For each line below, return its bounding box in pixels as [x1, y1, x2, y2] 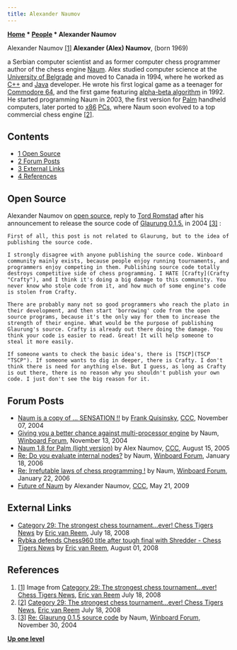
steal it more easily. [7, 338, 74, 346]
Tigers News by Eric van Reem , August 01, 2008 [17, 544, 159, 552]
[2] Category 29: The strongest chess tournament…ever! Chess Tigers [17, 597, 224, 607]
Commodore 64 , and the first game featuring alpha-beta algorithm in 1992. [7, 87, 225, 96]
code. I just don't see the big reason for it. [7, 375, 151, 383]
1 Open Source [17, 150, 61, 158]
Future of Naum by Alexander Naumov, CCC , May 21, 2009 [17, 482, 190, 490]
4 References [17, 172, 57, 181]
